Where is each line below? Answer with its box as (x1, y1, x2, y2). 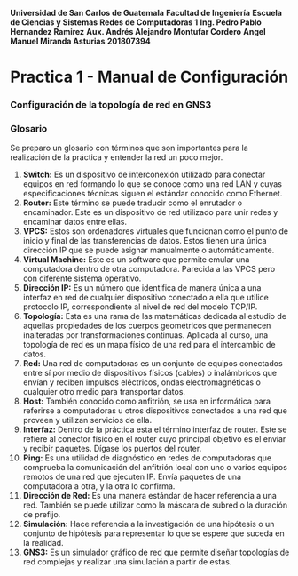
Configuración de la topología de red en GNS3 (10, 99, 212, 111)
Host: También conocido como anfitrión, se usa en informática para (22, 396, 271, 407)
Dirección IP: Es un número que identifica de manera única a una (22, 283, 262, 293)
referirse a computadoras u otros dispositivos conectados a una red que (22, 405, 287, 416)
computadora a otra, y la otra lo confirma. (22, 481, 176, 492)
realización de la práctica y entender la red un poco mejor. (10, 152, 223, 163)
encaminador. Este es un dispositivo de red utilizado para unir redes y (22, 207, 278, 218)
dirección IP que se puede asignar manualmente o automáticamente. (22, 244, 275, 256)
